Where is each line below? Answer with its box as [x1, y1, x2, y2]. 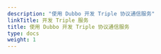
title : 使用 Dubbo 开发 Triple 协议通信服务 [7, 23, 130, 30]
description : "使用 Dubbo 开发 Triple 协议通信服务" [7, 10, 155, 18]
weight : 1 [7, 36, 37, 43]
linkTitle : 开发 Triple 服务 [7, 17, 89, 24]
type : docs [7, 29, 40, 37]
